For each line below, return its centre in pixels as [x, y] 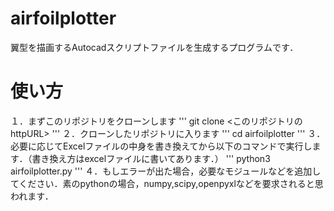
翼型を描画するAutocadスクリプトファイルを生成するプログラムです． [154, 47]
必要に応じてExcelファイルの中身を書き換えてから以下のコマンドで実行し [161, 146]
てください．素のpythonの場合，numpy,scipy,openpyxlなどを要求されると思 [167, 183]
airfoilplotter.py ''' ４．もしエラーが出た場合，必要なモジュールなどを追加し [166, 171]
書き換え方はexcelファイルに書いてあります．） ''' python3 [151, 158]
